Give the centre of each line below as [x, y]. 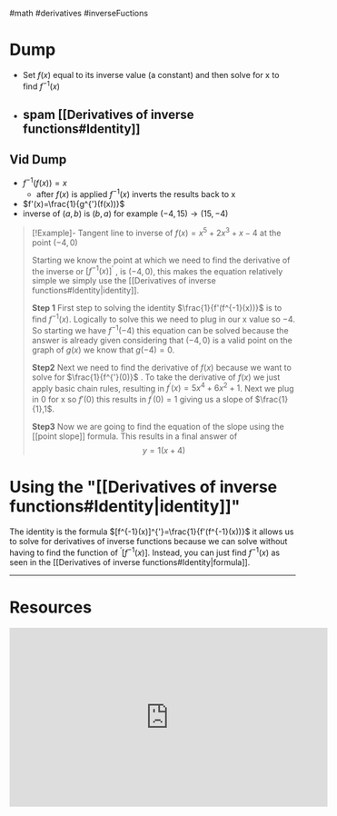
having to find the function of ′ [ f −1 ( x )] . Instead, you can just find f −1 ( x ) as [144, 552]
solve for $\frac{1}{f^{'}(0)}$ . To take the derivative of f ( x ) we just [156, 377]
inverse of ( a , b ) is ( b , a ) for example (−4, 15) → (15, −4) [125, 214]
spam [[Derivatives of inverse [108, 114]
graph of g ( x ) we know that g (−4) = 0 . [103, 350]
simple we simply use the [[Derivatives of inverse [124, 281]
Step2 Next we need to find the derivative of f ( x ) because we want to [162, 367]
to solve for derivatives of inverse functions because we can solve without [149, 541]
